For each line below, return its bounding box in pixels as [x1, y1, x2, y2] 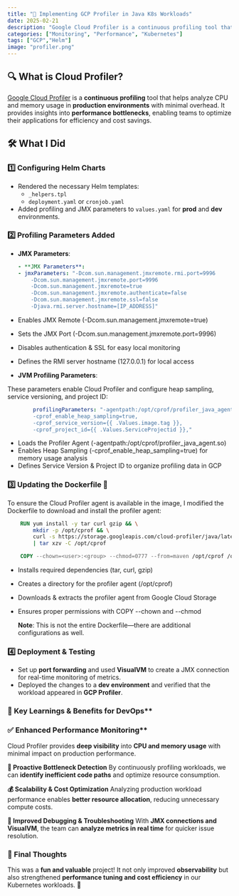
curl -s [33, 533, 55, 540]
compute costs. [7, 803, 53, 811]
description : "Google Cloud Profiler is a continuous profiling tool [7, 24, 218, 31]
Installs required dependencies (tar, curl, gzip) [17, 566, 153, 575]
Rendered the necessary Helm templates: [17, 182, 139, 190]
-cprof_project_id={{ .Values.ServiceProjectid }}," [33, 426, 193, 433]
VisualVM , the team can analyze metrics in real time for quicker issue [7, 824, 215, 833]
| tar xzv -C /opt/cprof [33, 540, 107, 547]
